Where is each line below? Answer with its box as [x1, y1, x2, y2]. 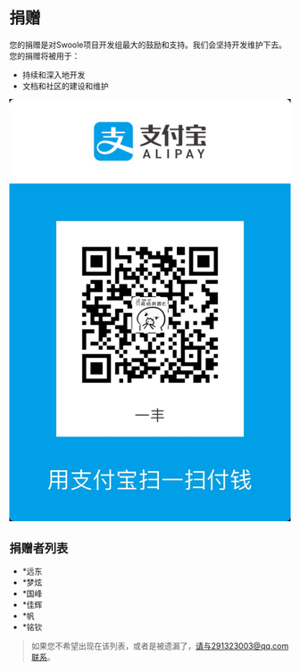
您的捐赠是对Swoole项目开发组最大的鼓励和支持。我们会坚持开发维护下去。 [9, 39, 287, 50]
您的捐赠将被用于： [9, 50, 80, 61]
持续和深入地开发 [21, 69, 86, 80]
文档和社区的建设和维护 [21, 80, 109, 91]
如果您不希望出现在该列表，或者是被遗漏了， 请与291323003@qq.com [30, 641, 289, 651]
